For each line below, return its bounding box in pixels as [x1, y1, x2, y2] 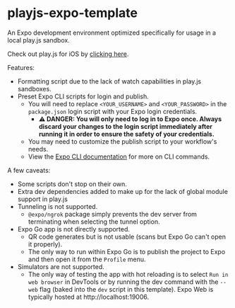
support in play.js [17, 195, 68, 203]
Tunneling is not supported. [17, 202, 98, 210]
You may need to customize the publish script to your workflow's [28, 137, 217, 146]
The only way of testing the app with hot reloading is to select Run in [28, 270, 229, 278]
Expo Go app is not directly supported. [17, 224, 131, 233]
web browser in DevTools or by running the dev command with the [28, 278, 219, 286]
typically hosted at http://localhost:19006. [28, 292, 150, 301]
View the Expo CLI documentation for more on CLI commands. [28, 152, 210, 161]
